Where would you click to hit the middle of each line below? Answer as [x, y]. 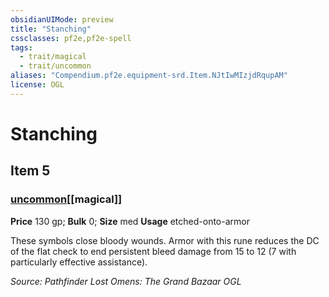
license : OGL [37, 85]
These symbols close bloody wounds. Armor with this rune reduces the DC [165, 240]
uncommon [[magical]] [66, 199]
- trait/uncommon [55, 66]
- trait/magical [53, 57]
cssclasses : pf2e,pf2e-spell [71, 38]
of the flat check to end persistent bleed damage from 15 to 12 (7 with [153, 251]
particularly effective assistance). [79, 262]
